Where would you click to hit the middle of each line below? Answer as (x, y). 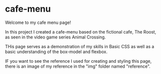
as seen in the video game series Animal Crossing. (56, 37)
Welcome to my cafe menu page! (38, 22)
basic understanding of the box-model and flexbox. (56, 52)
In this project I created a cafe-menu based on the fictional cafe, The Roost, (81, 32)
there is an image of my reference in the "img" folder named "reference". (78, 66)
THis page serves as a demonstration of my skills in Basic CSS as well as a (80, 46)
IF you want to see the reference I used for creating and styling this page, (78, 61)
